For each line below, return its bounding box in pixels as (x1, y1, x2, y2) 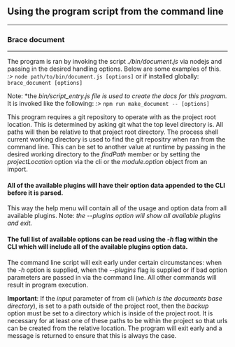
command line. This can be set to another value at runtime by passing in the (7, 143, 226, 151)
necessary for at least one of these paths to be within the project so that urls (7, 316, 228, 325)
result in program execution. (7, 280, 89, 289)
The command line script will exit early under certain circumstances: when (7, 258, 222, 266)
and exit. (7, 219, 33, 227)
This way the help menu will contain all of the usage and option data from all (7, 204, 227, 212)
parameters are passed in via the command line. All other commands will (7, 273, 217, 281)
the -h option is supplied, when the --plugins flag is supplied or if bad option (7, 266, 227, 274)
